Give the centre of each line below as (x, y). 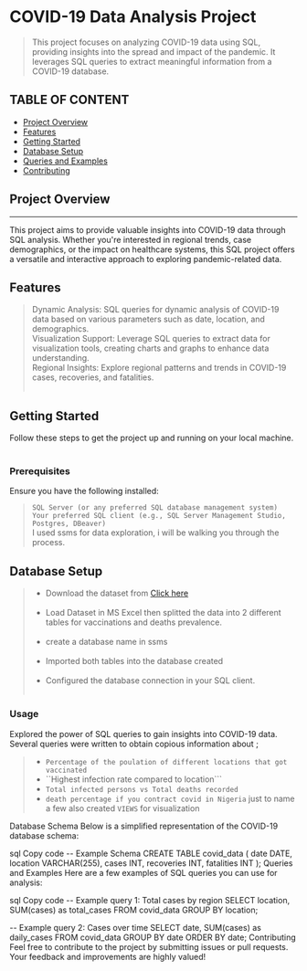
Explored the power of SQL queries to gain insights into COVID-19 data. (143, 734)
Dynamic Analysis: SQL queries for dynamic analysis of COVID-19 (155, 310)
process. (48, 543)
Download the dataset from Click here (117, 593)
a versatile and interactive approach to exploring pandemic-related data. (146, 259)
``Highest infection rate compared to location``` (133, 779)
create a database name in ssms (106, 642)
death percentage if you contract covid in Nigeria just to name (170, 798)
